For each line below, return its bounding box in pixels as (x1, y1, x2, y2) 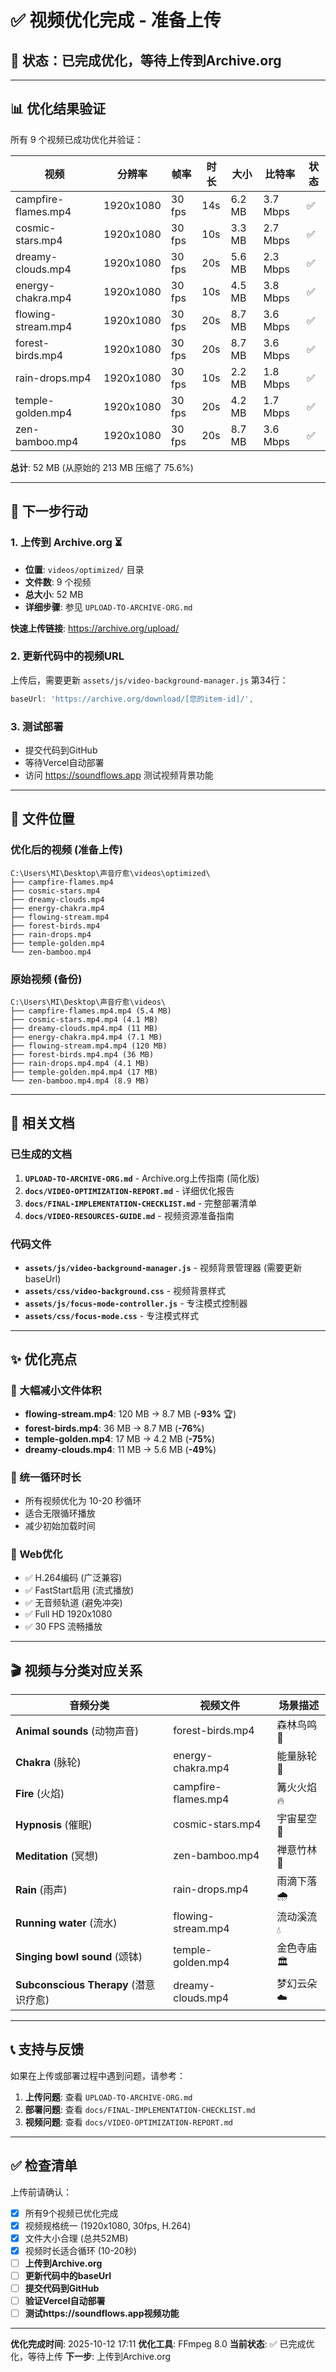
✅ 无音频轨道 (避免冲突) (24, 1597, 123, 1609)
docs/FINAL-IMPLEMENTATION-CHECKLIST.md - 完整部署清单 (24, 1197, 258, 1209)
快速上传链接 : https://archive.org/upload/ (10, 622, 180, 634)
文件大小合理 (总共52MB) (24, 2232, 129, 2244)
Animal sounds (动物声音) (15, 1724, 140, 1738)
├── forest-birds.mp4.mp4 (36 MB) (10, 1049, 155, 1060)
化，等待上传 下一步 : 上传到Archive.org (10, 2351, 172, 2363)
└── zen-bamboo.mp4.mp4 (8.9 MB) (10, 1076, 150, 1086)
